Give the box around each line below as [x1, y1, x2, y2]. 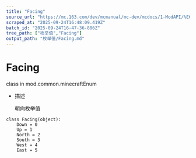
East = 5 [16, 147, 38, 153]
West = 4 [16, 142, 38, 148]
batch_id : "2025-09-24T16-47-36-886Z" [6, 25, 100, 31]
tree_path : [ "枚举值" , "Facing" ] [6, 30, 82, 36]
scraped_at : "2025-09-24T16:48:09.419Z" [6, 19, 106, 25]
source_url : [6, 14, 35, 20]
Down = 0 [16, 121, 38, 128]
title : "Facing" [6, 8, 45, 15]
